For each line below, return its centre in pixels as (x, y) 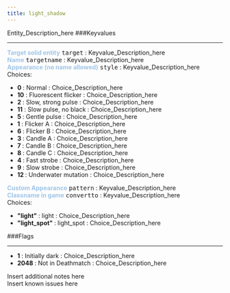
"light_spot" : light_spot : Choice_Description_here (89, 223)
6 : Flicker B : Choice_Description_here (72, 131)
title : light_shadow (37, 13)
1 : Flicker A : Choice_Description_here (71, 124)
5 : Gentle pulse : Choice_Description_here (77, 116)
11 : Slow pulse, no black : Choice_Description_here (89, 109)
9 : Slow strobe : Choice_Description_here (76, 167)
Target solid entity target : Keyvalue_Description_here (86, 53)
